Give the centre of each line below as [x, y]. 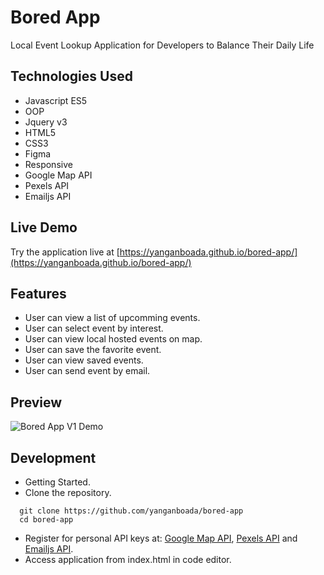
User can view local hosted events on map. [113, 339]
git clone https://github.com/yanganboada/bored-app [131, 511]
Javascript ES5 [56, 100]
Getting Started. [57, 482]
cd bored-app [46, 520]
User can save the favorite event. [93, 350]
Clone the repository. [68, 492]
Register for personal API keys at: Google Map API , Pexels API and [161, 538]
